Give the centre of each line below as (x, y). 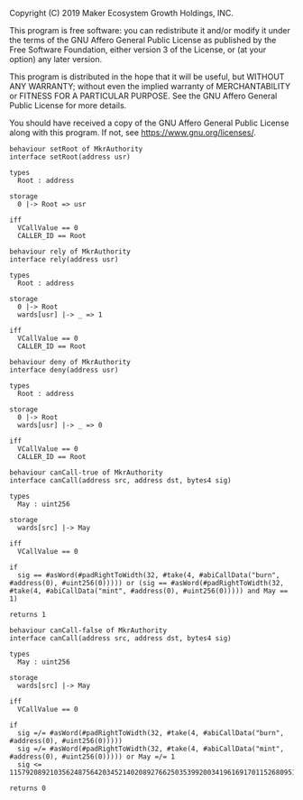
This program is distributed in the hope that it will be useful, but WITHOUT (147, 77)
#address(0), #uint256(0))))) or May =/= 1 (92, 757)
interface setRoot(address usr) (70, 157)
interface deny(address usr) (64, 370)
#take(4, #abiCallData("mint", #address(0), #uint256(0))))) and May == (149, 591)
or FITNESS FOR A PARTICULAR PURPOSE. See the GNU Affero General (143, 96)
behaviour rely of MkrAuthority (70, 252)
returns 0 (28, 788)
